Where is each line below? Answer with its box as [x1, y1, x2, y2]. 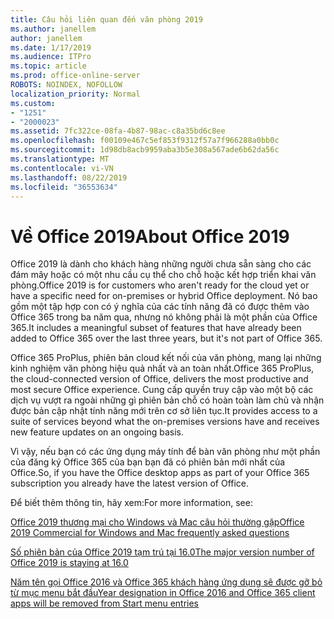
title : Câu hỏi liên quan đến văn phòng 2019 [10, 14, 203, 25]
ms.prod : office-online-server [10, 71, 141, 81]
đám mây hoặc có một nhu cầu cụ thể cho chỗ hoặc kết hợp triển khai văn [10, 269, 317, 281]
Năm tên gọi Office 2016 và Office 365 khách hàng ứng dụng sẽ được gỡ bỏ [10, 576, 323, 588]
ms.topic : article [10, 61, 87, 71]
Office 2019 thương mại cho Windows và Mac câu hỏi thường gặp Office [10, 516, 305, 528]
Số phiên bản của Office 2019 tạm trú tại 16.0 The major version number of [10, 546, 315, 558]
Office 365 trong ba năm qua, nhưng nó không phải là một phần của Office [10, 311, 318, 323]
